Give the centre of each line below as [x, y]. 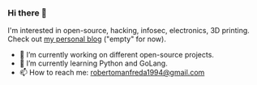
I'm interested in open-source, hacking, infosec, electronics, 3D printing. [129, 31]
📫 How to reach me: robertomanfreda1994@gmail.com [112, 73]
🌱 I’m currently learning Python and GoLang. [93, 63]
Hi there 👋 [28, 13]
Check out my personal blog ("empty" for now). [87, 39]
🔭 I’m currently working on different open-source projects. [116, 55]
